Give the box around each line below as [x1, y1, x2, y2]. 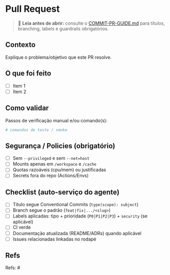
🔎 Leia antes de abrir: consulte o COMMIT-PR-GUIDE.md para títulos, [17, 20, 165, 26]
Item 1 [12, 83, 26, 89]
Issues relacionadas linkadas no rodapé [12, 236, 96, 242]
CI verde [12, 224, 31, 230]
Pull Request [5, 3, 60, 15]
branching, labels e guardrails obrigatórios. [17, 25, 109, 31]
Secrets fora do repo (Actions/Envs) [12, 173, 89, 179]
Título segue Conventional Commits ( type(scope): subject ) [12, 201, 139, 208]
